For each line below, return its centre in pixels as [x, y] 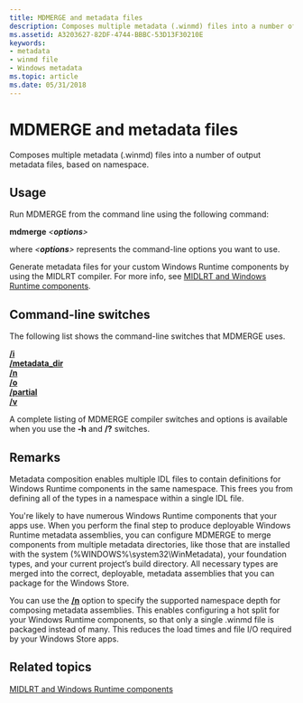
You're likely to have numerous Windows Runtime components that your [143, 516]
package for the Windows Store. [69, 583]
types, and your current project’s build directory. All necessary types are [144, 564]
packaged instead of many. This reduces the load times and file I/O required [151, 629]
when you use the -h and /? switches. [80, 429]
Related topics [50, 667]
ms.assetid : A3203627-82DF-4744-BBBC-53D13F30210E [106, 34]
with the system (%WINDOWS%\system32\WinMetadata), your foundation [148, 554]
